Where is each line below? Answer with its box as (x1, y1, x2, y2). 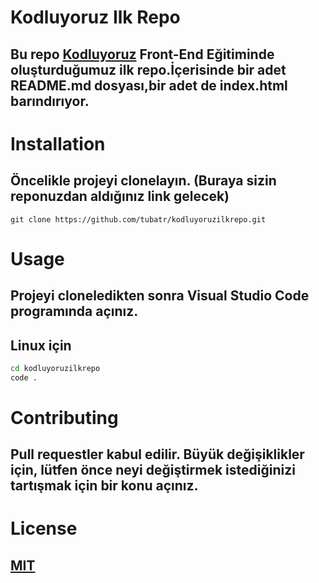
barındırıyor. (10, 92, 90, 110)
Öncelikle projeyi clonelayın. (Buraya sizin (10, 172, 277, 190)
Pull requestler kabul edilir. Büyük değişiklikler (10, 446, 305, 463)
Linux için (10, 337, 72, 354)
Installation (10, 132, 106, 155)
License (10, 517, 78, 540)
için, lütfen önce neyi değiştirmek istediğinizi (10, 462, 296, 479)
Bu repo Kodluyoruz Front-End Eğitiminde (10, 46, 275, 63)
